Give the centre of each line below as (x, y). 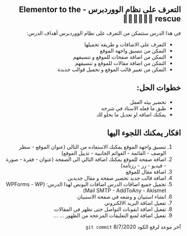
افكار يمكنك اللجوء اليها (144, 133)
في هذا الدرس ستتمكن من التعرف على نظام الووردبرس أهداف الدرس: (104, 33)
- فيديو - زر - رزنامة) (143, 166)
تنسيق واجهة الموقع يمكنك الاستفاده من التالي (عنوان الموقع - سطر (92, 147)
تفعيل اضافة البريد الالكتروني (135, 203)
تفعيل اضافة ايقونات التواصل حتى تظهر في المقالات (110, 209)
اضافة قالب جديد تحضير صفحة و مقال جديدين (117, 178)
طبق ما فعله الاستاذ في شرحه (133, 108)
